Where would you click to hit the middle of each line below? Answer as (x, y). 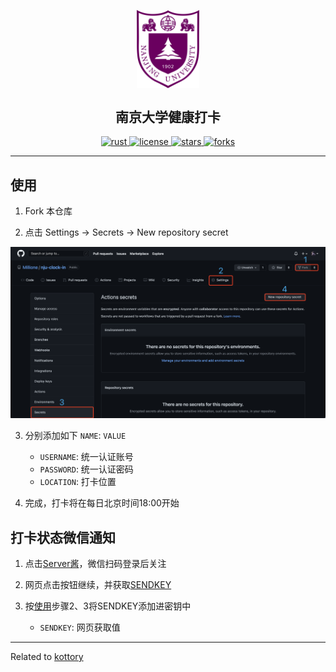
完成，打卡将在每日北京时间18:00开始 (102, 503)
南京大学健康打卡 (168, 116)
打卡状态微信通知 (63, 537)
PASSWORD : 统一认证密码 (86, 469)
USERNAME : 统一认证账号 (86, 457)
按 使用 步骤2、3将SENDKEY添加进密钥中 (108, 606)
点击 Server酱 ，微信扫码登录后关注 (95, 564)
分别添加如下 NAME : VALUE (75, 436)
